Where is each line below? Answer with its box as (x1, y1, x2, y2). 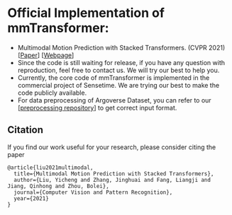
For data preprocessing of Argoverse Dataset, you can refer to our (17, 95, 211, 104)
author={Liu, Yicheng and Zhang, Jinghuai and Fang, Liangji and (13, 176, 211, 183)
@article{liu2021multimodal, (7, 164, 94, 171)
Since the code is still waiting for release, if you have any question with (17, 58, 226, 66)
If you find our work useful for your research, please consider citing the (7, 143, 216, 151)
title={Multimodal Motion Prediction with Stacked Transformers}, (13, 170, 214, 178)
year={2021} (13, 194, 50, 202)
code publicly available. (17, 88, 87, 97)
